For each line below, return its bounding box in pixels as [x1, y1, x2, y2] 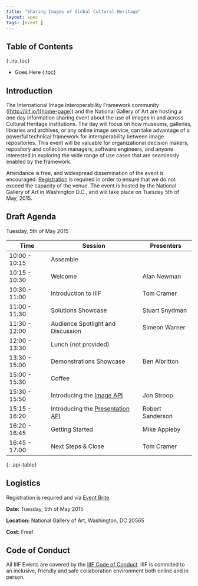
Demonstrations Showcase [51, 357, 126, 365]
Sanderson [142, 412, 173, 420]
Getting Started [51, 425, 93, 433]
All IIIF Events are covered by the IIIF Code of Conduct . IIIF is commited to [6, 561, 185, 568]
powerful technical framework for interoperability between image [6, 133, 164, 140]
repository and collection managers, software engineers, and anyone [6, 145, 174, 153]
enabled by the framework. [6, 158, 72, 165]
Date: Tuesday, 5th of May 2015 [6, 505, 84, 512]
